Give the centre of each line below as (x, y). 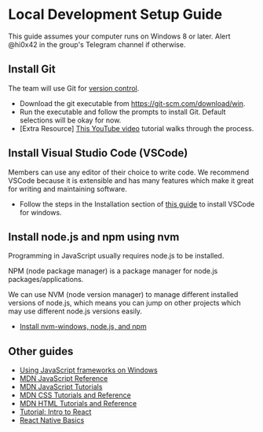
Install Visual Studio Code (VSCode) (98, 154)
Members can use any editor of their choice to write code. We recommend (129, 172)
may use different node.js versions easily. (75, 311)
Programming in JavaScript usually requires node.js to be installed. (116, 256)
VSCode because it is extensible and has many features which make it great (131, 180)
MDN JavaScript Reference (64, 379)
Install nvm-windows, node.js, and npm (83, 327)
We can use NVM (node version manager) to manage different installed (123, 295)
